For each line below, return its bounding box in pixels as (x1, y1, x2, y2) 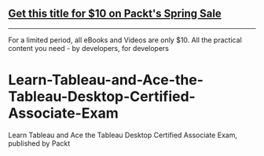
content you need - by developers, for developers (8, 43, 169, 53)
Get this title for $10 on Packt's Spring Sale (8, 7, 222, 20)
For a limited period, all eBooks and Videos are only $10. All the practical (8, 35, 242, 45)
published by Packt (8, 138, 71, 148)
